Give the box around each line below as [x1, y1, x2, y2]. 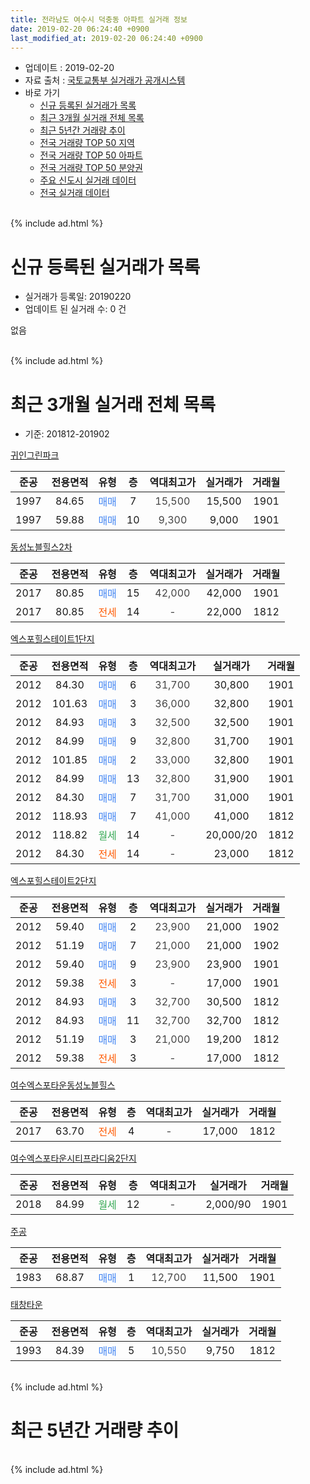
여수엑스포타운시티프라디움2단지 [10, 1152, 137, 1165]
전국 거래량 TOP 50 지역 [39, 137, 135, 149]
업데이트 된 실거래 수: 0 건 [24, 303, 127, 315]
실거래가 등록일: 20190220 [24, 291, 132, 303]
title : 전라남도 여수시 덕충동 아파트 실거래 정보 [10, 14, 188, 25]
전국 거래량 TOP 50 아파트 [39, 149, 143, 161]
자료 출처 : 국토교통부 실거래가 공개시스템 [24, 74, 186, 86]
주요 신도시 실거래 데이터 [39, 174, 137, 186]
